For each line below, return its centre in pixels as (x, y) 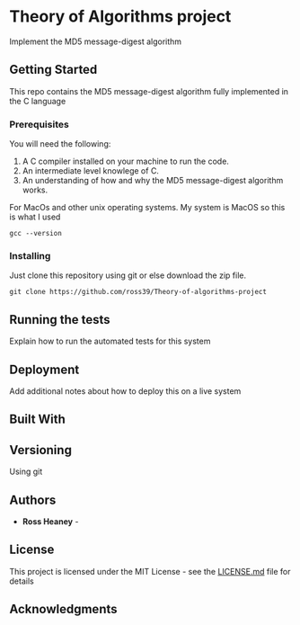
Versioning (40, 450)
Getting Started (53, 70)
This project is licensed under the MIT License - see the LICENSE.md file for (150, 571)
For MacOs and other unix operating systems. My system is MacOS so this (147, 208)
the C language (38, 101)
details (22, 581)
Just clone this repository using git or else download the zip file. (128, 275)
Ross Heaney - (50, 521)
